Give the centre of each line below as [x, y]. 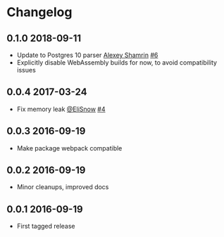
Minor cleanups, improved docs [63, 187]
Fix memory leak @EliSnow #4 [61, 109]
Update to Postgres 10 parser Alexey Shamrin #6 [87, 55]
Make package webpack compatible [69, 148]
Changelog [39, 12]
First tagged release [46, 226]
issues [26, 70]
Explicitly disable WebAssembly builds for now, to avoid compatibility [117, 63]
